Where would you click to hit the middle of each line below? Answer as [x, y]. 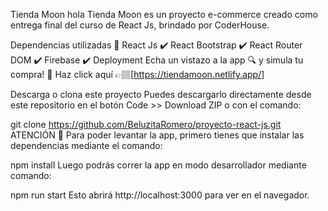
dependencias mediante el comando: [86, 145]
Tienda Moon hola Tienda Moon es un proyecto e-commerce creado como [164, 14]
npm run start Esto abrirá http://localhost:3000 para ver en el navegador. [160, 195]
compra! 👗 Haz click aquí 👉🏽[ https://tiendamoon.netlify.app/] [137, 74]
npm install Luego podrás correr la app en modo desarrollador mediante [158, 165]
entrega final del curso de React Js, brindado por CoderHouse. [140, 25]
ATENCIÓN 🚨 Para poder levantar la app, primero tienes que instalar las [157, 135]
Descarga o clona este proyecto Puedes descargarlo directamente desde [161, 94]
